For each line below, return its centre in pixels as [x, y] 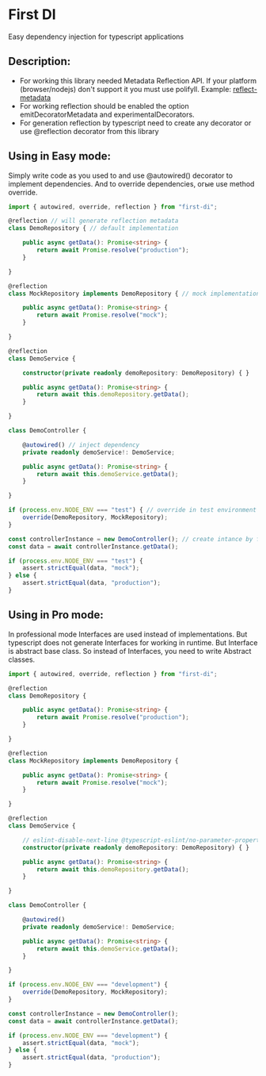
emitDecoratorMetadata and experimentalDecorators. [107, 114]
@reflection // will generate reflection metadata [93, 221]
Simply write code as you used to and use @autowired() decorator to [121, 175]
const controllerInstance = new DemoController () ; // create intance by [131, 539]
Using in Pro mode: [56, 615]
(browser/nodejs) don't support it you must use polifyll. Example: [125, 89]
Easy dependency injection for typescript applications [96, 37]
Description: [40, 61]
